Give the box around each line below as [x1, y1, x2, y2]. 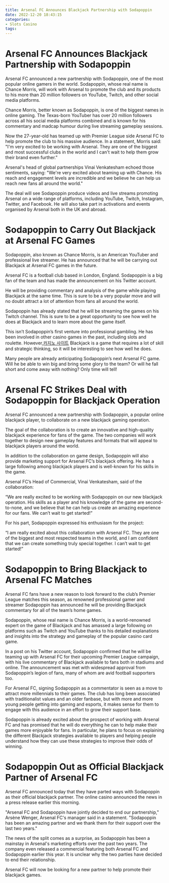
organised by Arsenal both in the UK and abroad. [5, 206, 107, 213]
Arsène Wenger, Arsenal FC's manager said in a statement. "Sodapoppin [5, 814, 156, 821]
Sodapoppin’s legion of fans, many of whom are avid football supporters [5, 670, 155, 676]
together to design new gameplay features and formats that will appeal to [5, 437, 158, 443]
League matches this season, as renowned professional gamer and [5, 596, 145, 602]
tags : [5, 26, 17, 31]
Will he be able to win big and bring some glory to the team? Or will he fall [5, 361, 158, 367]
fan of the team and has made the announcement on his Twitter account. [5, 278, 157, 284]
